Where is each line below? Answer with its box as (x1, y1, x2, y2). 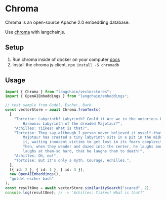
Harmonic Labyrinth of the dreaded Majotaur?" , (23, 121, 123, 126)
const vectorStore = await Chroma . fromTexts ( (5, 107, 100, 112)
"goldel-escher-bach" (9, 176, 54, 181)
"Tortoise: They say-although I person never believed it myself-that (14, 130, 163, 135)
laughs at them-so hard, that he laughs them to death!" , (23, 149, 145, 154)
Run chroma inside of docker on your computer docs (12, 56, 120, 62)
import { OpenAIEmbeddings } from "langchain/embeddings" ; (5, 94, 129, 99)
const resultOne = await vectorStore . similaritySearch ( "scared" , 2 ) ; (5, 186, 152, 191)
